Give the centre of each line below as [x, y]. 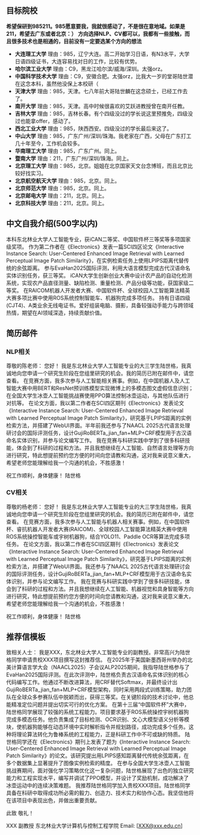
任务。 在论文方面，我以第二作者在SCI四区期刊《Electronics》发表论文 [93, 544]
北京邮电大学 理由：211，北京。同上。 [61, 195]
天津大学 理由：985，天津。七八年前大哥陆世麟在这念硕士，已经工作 [99, 91]
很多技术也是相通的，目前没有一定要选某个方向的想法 [76, 41]
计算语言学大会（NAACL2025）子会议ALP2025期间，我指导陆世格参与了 [100, 667]
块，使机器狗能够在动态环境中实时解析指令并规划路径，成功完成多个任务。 [97, 727]
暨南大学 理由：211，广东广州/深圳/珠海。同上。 [73, 158]
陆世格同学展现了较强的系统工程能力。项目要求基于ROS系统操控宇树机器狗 [98, 712]
